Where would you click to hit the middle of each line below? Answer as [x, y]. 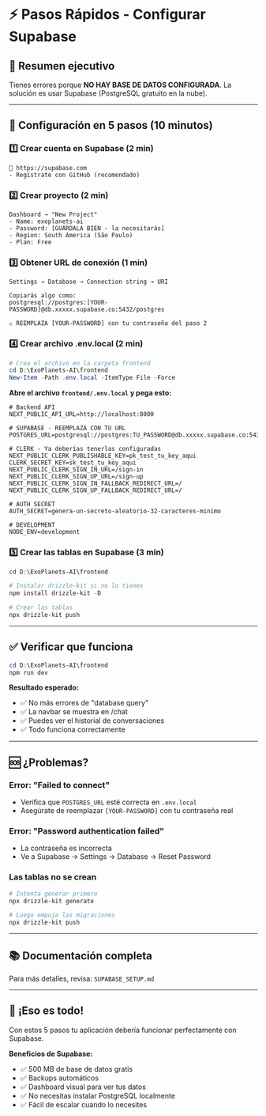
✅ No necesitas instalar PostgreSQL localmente [98, 1095]
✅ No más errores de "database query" [84, 703]
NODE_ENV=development [45, 532]
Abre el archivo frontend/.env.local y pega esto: [90, 393]
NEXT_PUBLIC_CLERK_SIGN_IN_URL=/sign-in [77, 470]
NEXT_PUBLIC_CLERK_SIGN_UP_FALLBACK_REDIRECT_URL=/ [96, 490]
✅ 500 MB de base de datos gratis [77, 1069]
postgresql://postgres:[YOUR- [59, 303]
